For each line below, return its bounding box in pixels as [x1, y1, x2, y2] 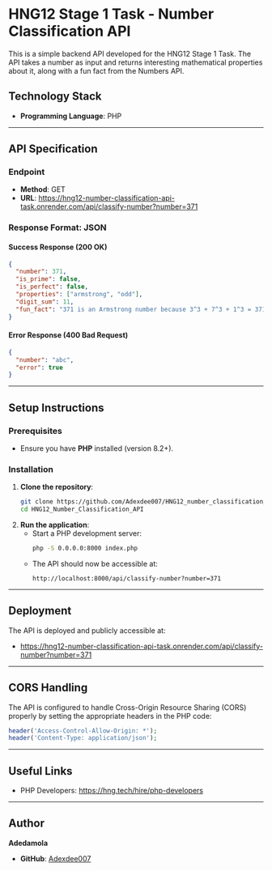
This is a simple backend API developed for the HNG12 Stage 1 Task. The [8, 49, 252, 58]
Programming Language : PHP [19, 111, 122, 121]
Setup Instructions [8, 401, 104, 414]
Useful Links [8, 764, 73, 778]
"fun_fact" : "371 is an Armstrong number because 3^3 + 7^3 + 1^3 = [15, 305, 252, 313]
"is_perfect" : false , [15, 283, 89, 291]
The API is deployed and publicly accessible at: [8, 625, 166, 635]
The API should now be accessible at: [32, 559, 158, 568]
